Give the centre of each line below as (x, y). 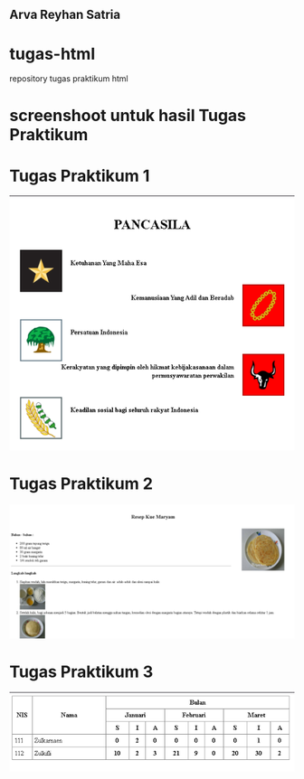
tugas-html (52, 54)
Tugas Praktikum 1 (80, 176)
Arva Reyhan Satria (65, 15)
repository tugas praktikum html (69, 79)
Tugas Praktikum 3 (81, 672)
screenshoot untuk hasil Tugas (128, 115)
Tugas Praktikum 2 (81, 484)
